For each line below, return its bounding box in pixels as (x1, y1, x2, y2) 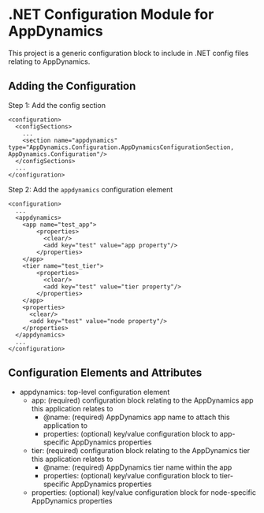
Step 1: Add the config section (8, 100, 106, 110)
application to (43, 420, 88, 430)
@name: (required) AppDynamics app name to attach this (43, 412, 230, 422)
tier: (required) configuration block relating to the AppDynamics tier (31, 445, 251, 455)
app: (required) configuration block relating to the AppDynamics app (31, 396, 254, 405)
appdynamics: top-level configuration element (19, 387, 170, 396)
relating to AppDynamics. (8, 57, 91, 66)
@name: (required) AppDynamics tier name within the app (43, 463, 232, 472)
